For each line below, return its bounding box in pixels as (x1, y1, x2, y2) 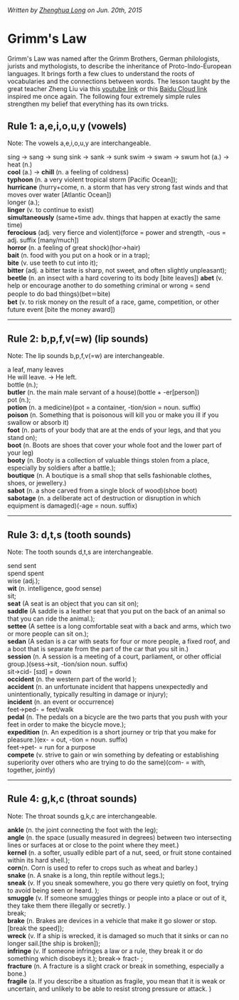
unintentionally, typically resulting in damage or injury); (7, 690, 169, 698)
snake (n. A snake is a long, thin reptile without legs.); (7, 870, 165, 879)
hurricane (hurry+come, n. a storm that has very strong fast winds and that (7, 183, 228, 191)
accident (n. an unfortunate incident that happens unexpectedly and (7, 682, 208, 690)
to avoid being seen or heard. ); (7, 886, 100, 895)
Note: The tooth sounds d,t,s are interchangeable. (7, 547, 154, 556)
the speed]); (28, 924, 64, 932)
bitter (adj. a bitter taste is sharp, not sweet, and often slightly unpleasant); (7, 266, 227, 275)
